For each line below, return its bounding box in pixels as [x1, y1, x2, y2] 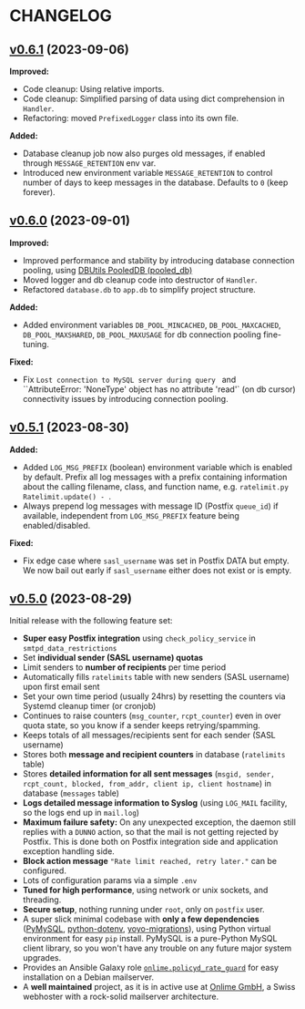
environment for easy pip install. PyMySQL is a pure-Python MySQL [22, 933, 278, 944]
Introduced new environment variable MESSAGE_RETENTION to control [22, 168, 273, 178]
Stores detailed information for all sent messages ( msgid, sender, [22, 768, 275, 779]
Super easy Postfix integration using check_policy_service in [22, 633, 257, 643]
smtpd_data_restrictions [22, 644, 117, 654]
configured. [22, 865, 66, 876]
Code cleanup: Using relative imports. [22, 84, 165, 94]
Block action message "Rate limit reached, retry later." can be [22, 856, 278, 867]
